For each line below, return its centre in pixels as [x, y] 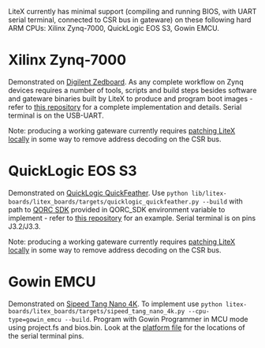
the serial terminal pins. [46, 335]
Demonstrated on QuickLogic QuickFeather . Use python [98, 193]
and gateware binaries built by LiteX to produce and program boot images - [131, 99]
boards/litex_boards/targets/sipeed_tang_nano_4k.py [97, 311]
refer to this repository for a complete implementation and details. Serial [125, 107]
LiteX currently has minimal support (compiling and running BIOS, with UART [132, 11]
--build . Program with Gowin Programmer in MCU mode [156, 319]
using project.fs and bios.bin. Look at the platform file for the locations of [127, 327]
